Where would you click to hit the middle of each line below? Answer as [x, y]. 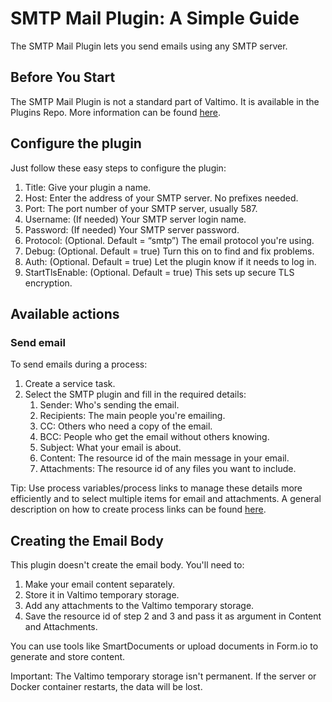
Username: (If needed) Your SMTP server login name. [135, 219]
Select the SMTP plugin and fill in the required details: [135, 394]
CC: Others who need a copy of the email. [126, 426]
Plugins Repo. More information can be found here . [116, 112]
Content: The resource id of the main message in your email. [164, 458]
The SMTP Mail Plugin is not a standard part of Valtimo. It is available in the [165, 101]
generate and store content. [68, 657]
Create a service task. [70, 384]
